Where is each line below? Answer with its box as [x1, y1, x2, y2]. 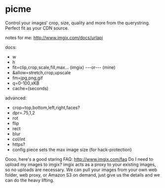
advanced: [5, 95, 27, 101]
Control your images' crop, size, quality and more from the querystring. [5, 20, 150, 26]
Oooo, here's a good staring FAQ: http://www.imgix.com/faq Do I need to [5, 156, 153, 162]
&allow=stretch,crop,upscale [12, 69, 71, 75]
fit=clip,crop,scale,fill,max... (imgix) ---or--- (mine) [12, 64, 116, 70]
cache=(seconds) [12, 85, 48, 91]
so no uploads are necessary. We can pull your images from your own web [5, 167, 157, 173]
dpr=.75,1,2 [12, 110, 36, 116]
